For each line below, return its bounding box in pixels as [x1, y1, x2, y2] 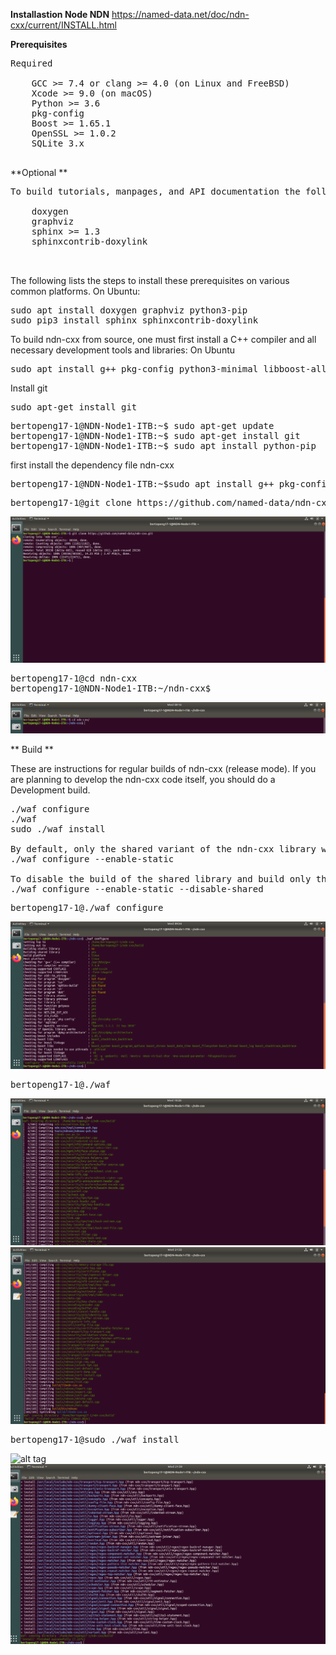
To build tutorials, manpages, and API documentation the [10, 186, 301, 197]
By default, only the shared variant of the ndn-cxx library [10, 843, 317, 854]
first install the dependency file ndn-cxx [10, 459, 175, 471]
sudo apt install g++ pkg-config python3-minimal [10, 364, 259, 374]
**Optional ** [10, 167, 68, 178]
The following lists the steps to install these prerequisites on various [10, 275, 290, 286]
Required [10, 58, 53, 69]
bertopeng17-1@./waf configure [10, 902, 164, 913]
